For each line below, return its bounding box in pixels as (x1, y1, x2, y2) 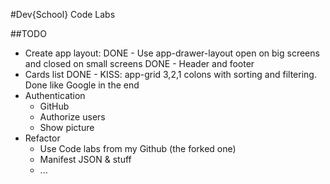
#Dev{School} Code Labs (10, 9, 116, 20)
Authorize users (39, 111, 106, 123)
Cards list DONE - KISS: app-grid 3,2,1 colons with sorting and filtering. (24, 69, 317, 80)
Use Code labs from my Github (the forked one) (39, 143, 237, 154)
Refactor (24, 132, 61, 144)
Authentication (24, 90, 86, 101)
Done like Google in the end (24, 79, 140, 91)
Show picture (39, 122, 95, 133)
